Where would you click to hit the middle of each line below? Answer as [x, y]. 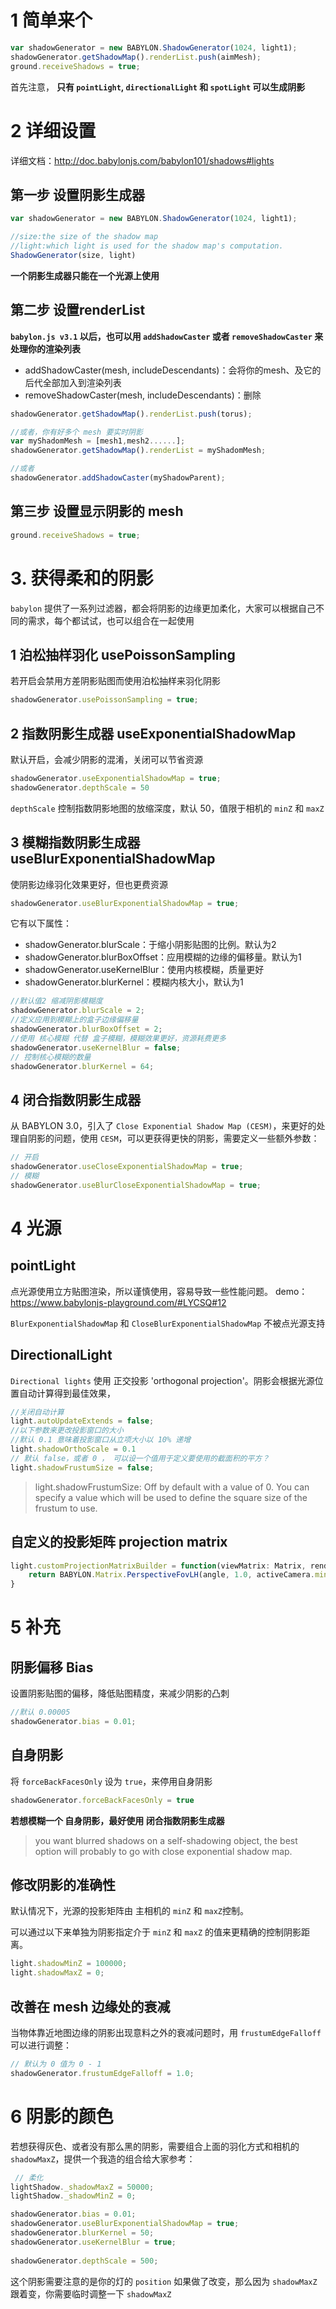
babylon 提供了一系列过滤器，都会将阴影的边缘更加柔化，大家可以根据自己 [163, 608]
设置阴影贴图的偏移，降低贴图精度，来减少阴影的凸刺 [120, 1693]
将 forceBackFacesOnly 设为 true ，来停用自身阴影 [111, 1781]
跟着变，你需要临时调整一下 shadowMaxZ [91, 2293]
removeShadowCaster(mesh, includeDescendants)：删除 [143, 395]
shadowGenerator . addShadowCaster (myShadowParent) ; [118, 478]
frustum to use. [66, 1508]
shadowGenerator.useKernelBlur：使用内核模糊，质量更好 [144, 970]
